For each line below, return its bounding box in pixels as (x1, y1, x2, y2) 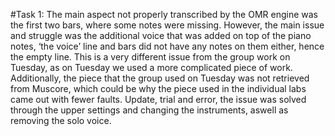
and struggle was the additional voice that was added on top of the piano (10, 30, 312, 41)
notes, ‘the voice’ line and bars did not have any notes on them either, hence (10, 40, 325, 52)
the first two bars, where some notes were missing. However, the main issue (10, 19, 325, 31)
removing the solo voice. (10, 115, 112, 126)
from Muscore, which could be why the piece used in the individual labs (10, 83, 307, 94)
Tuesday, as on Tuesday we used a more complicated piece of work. (10, 62, 293, 73)
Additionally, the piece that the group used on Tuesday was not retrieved (10, 72, 310, 84)
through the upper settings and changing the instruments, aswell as (10, 104, 289, 116)
